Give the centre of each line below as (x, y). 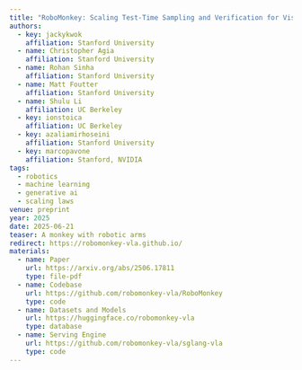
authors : (26, 26)
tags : (19, 168)
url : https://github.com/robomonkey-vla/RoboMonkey (124, 293)
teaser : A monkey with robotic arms (78, 234)
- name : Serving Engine (62, 335)
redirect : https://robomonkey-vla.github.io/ (96, 243)
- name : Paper (44, 260)
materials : (30, 251)
